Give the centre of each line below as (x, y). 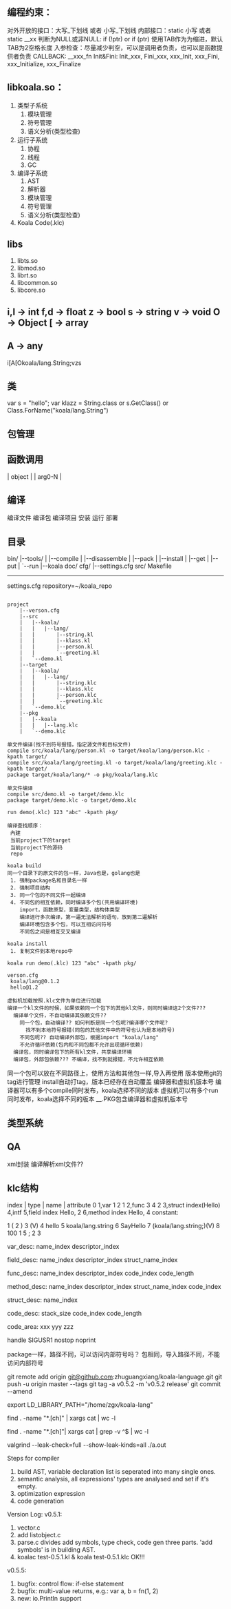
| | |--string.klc (58, 683)
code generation (40, 1501)
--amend (20, 1392)
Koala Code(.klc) (41, 222)
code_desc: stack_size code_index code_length (75, 1314)
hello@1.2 (24, 988)
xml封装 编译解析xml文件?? (45, 1164)
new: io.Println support (49, 1599)
